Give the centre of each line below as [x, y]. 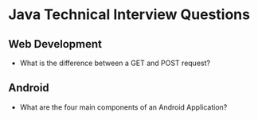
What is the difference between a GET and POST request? [115, 63]
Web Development [55, 44]
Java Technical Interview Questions [129, 15]
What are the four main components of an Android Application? [123, 107]
